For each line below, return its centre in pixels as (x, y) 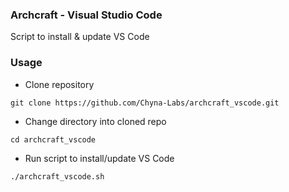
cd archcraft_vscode (53, 139)
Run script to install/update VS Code (99, 158)
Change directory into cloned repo (95, 121)
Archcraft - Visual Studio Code (86, 15)
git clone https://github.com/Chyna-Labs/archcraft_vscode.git (145, 103)
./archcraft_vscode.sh (57, 176)
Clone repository (59, 84)
